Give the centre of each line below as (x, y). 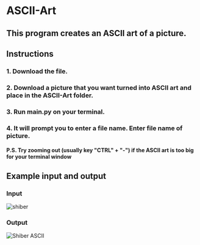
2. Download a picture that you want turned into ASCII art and (99, 87)
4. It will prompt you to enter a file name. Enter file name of (95, 128)
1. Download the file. (37, 71)
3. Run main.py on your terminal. (55, 112)
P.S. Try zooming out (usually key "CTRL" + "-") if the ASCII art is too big (100, 150)
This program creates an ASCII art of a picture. (97, 33)
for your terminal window (39, 157)
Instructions (30, 53)
